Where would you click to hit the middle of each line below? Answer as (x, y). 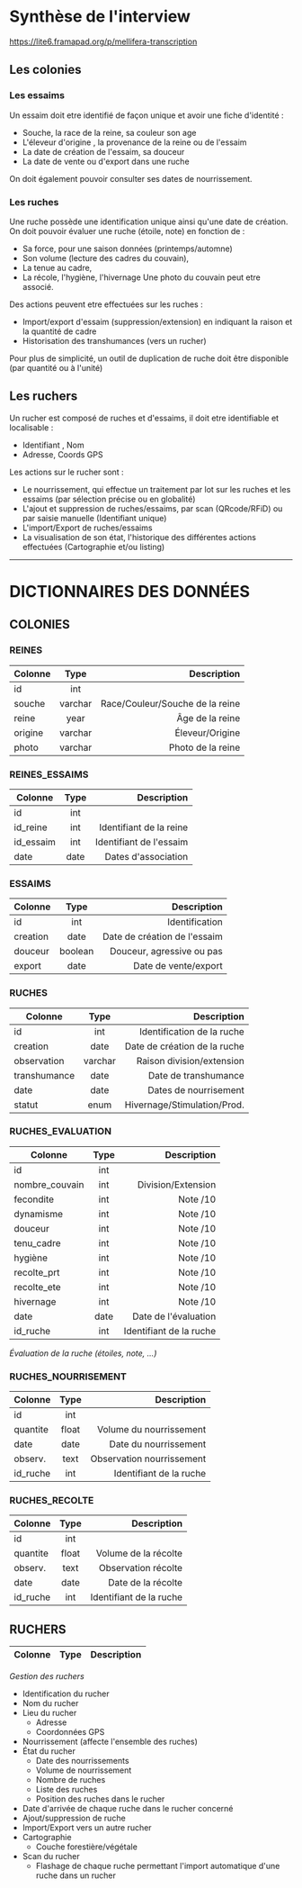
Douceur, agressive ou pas (166, 952)
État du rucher (49, 1751)
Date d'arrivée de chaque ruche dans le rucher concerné (128, 1809)
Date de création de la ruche (184, 1046)
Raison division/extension (190, 1061)
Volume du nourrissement (152, 1430)
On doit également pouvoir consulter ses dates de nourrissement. (131, 178)
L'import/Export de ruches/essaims (87, 528)
